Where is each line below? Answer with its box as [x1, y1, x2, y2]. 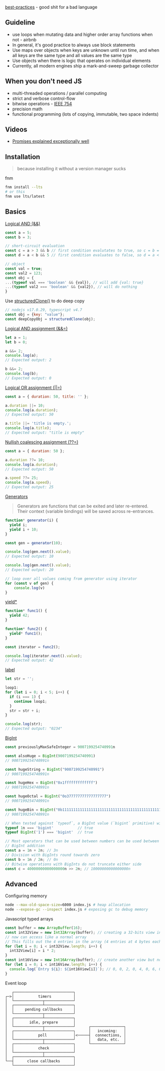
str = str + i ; [9, 708, 41, 713]
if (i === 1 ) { [9, 694, 41, 699]
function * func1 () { [5, 608, 48, 613]
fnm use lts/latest [5, 194, 45, 199]
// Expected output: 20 [5, 567, 54, 572]
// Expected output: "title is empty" [5, 430, 84, 435]
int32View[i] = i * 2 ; [9, 948, 56, 953]
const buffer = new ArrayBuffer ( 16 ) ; [5, 925, 82, 930]
